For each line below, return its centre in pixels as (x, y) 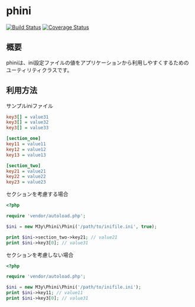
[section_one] (24, 139)
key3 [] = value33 (27, 128)
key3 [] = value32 (27, 122)
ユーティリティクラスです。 (39, 70)
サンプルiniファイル (30, 106)
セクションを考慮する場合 (37, 194)
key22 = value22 (26, 177)
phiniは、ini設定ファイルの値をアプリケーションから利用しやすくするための (97, 63)
